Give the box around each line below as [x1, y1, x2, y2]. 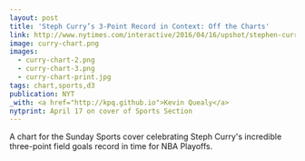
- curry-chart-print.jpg [17, 73, 112, 82]
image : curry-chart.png [9, 38, 100, 48]
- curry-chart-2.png [17, 55, 95, 65]
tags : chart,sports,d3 [9, 81, 95, 90]
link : [9, 30, 30, 39]
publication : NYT [9, 89, 75, 98]
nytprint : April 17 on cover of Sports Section [9, 106, 193, 116]
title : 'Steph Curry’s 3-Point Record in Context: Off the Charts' [9, 22, 271, 31]
